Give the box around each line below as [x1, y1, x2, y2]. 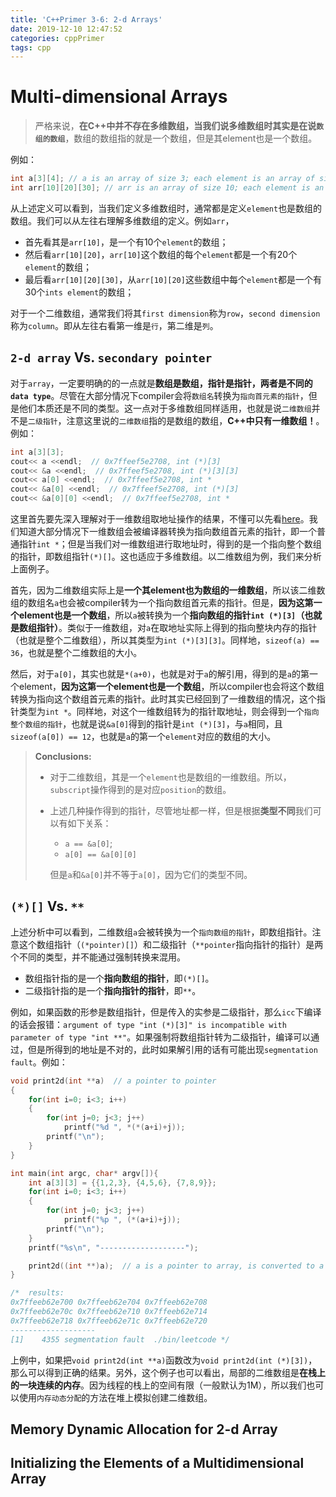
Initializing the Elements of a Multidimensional [10, 1455, 305, 1472]
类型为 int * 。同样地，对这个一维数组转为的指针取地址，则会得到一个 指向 [18, 706, 320, 717]
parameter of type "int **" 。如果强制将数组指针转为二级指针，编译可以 [10, 1031, 312, 1043]
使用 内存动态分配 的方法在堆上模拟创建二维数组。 [18, 1391, 213, 1403]
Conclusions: [34, 751, 92, 762]
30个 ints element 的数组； [24, 286, 135, 298]
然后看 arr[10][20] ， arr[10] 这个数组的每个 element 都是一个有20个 [24, 248, 298, 260]
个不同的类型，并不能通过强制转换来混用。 [10, 951, 186, 963]
